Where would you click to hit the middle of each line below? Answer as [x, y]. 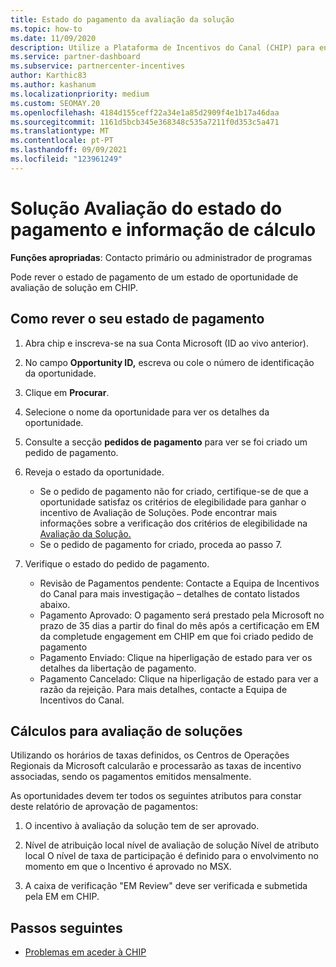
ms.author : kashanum [53, 85]
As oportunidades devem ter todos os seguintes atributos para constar [156, 796]
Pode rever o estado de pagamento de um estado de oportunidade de [154, 277]
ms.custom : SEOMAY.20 [55, 103]
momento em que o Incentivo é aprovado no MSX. [128, 867]
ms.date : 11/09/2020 [53, 38]
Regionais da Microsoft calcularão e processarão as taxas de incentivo [156, 766]
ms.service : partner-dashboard [75, 57]
